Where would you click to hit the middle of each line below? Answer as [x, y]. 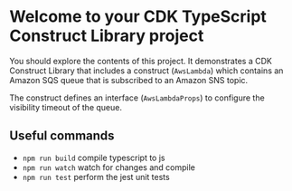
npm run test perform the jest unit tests [96, 177]
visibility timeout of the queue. [66, 107]
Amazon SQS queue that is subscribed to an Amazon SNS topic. [129, 80]
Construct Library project [107, 36]
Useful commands [62, 136]
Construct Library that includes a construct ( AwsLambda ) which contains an [146, 71]
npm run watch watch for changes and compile [109, 167]
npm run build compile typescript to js [94, 158]
